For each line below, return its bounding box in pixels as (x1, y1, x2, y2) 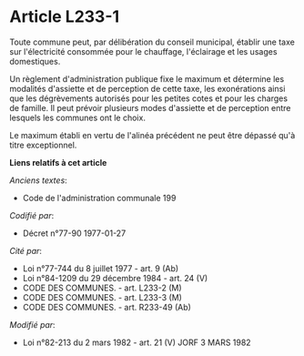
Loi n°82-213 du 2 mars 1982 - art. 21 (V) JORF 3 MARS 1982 (22, 337, 252, 348)
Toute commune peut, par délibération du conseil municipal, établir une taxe (9, 36, 296, 47)
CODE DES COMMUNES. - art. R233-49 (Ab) (22, 301, 191, 312)
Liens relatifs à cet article (9, 157, 107, 168)
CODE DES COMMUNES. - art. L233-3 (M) (22, 291, 182, 302)
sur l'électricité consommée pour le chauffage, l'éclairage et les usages (9, 46, 278, 56)
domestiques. (9, 56, 61, 66)
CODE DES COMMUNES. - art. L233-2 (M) (22, 282, 182, 293)
